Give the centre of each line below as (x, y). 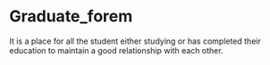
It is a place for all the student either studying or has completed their (135, 41)
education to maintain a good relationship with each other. (116, 50)
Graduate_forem (71, 16)
